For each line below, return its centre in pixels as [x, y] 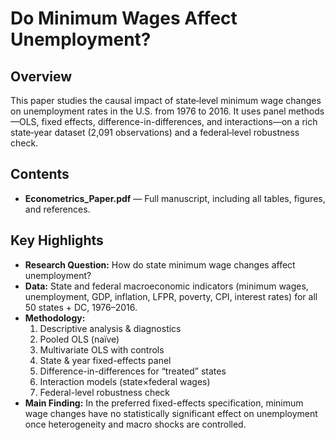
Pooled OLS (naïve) [79, 339]
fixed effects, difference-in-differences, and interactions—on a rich [179, 121]
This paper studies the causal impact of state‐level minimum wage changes [166, 100]
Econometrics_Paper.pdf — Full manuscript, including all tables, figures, [175, 198]
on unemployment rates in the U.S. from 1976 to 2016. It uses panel [148, 111]
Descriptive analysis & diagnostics [110, 328]
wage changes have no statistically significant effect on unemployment [171, 413]
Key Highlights [57, 240]
